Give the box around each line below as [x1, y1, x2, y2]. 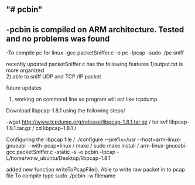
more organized [6, 67, 45, 74]
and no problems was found [6, 33, 110, 43]
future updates [6, 84, 42, 91]
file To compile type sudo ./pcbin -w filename [6, 172, 116, 179]
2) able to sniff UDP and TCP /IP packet [6, 73, 101, 80]
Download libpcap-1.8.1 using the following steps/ [6, 107, 125, 114]
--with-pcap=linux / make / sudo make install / [27, 142, 139, 149]
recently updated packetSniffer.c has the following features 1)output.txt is [6, 61, 183, 68]
